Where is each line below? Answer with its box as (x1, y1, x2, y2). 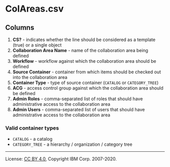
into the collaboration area (12, 74, 67, 80)
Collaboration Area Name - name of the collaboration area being (12, 48, 148, 53)
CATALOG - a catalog (12, 136, 53, 142)
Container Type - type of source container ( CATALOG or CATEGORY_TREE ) (12, 79, 159, 86)
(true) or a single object (12, 42, 62, 48)
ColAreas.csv (5, 3, 64, 15)
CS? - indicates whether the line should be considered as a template (12, 36, 156, 43)
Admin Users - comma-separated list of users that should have (12, 107, 145, 112)
